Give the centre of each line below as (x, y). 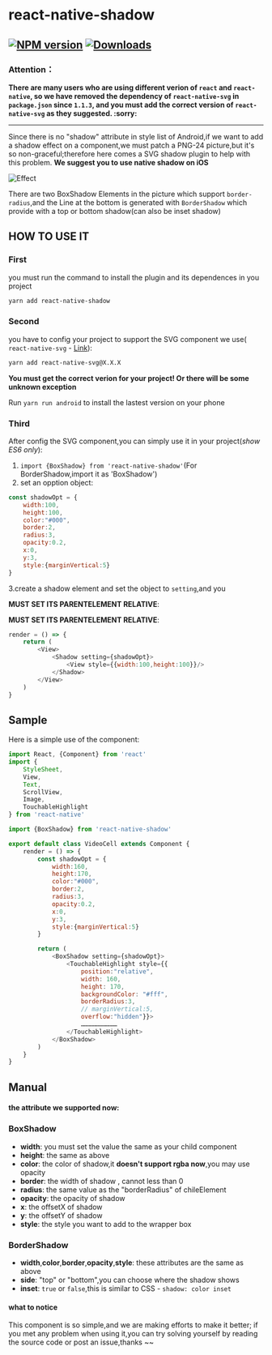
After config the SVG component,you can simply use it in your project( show (134, 441)
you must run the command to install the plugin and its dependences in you (134, 277)
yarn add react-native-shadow (59, 301)
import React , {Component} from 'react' (78, 754)
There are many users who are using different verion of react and (120, 88)
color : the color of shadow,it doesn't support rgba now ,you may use (135, 1164)
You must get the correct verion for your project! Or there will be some (129, 378)
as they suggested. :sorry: (91, 113)
